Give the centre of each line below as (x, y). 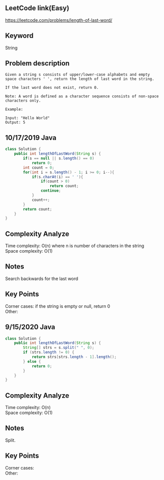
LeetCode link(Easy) (37, 8)
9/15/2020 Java (30, 327)
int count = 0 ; (39, 168)
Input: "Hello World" (28, 118)
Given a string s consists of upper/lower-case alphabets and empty (78, 75)
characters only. (23, 101)
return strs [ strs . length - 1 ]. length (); (74, 357)
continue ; (51, 191)
